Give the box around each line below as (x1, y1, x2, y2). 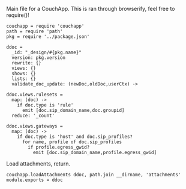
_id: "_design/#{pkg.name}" (11, 49, 82, 55)
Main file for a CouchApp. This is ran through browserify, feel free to (6, 5, 175, 12)
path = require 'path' (6, 28, 63, 34)
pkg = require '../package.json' (6, 34, 90, 40)
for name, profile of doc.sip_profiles (22, 139, 122, 145)
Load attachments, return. (6, 160, 71, 167)
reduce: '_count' (11, 113, 55, 119)
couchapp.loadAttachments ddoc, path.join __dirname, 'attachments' (6, 172, 181, 178)
